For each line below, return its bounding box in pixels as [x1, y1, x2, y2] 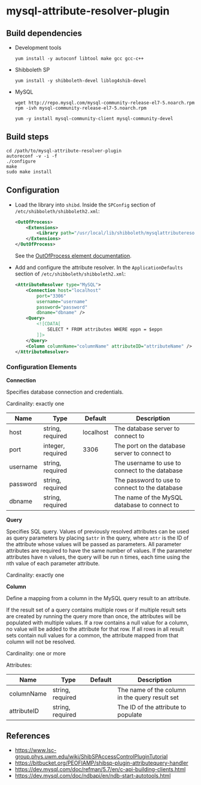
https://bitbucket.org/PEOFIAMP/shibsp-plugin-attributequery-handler [14, 759, 188, 766]
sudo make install [6, 169, 52, 175]
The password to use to [114, 476, 181, 484]
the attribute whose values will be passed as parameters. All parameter [6, 540, 181, 547]
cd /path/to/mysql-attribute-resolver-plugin [6, 148, 121, 154]
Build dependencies [6, 28, 83, 38]
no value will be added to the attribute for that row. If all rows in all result [6, 625, 184, 633]
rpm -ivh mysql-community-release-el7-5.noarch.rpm [14, 105, 147, 111]
